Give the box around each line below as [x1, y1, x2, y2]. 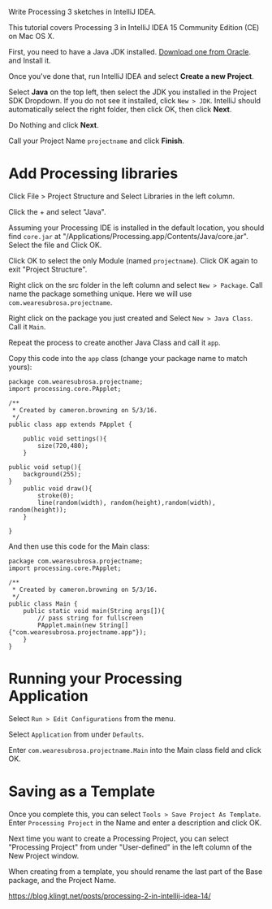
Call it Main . [8, 321, 46, 332]
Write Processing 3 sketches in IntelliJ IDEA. [8, 7, 157, 16]
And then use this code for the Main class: [8, 541, 150, 551]
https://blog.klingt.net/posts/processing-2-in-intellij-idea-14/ [8, 890, 211, 901]
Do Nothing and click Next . [8, 120, 99, 129]
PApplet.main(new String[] [37, 621, 129, 629]
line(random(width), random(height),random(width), [37, 498, 217, 507]
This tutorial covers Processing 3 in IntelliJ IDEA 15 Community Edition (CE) [8, 23, 260, 32]
